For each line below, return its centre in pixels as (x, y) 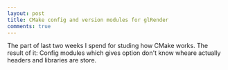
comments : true (29, 26)
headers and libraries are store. (52, 60)
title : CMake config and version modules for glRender (88, 20)
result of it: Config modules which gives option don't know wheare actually (114, 53)
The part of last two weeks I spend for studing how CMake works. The (108, 46)
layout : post (26, 13)
